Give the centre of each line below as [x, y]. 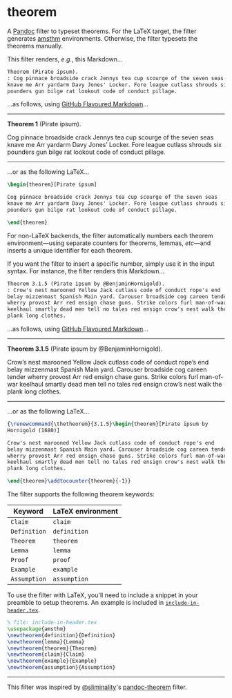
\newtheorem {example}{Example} [52, 661]
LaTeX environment [86, 512]
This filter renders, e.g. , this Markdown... [65, 59]
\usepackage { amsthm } [37, 629]
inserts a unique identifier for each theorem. [70, 250]
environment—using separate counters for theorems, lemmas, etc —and [109, 243]
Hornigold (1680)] [33, 430]
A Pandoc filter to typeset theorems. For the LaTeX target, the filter [102, 31]
